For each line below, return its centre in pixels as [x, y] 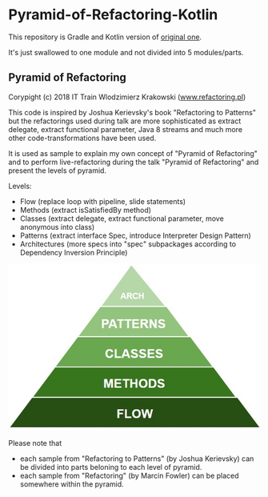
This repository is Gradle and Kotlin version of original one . [105, 37]
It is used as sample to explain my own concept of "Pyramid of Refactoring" [133, 153]
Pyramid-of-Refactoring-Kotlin [113, 15]
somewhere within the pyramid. [72, 484]
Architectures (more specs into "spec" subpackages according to [128, 244]
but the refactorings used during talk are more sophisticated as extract [125, 121]
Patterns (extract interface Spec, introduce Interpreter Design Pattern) [136, 235]
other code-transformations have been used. [82, 138]
